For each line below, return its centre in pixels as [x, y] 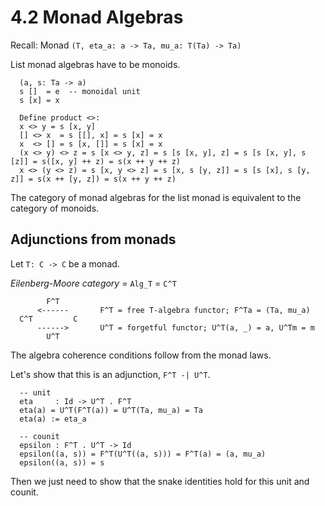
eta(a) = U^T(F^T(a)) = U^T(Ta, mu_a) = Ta [111, 410]
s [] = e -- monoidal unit [80, 91]
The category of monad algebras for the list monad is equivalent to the [156, 197]
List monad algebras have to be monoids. [95, 64]
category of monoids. [55, 208]
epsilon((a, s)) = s [62, 462]
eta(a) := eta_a [53, 419]
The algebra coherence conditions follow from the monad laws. [141, 355]
